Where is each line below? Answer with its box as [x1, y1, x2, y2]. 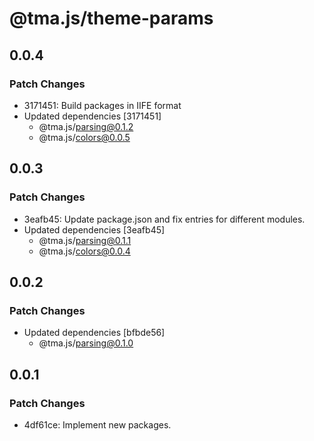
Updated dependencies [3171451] [23, 110, 162, 122]
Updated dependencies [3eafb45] [23, 223, 166, 236]
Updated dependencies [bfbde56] [23, 327, 166, 339]
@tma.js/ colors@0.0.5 [38, 131, 131, 143]
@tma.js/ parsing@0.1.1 [38, 234, 132, 246]
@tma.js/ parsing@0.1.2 [38, 120, 134, 132]
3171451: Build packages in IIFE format [23, 99, 182, 111]
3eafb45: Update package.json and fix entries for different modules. [23, 213, 306, 225]
